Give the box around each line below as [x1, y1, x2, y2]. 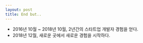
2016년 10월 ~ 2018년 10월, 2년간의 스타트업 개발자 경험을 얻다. [12, 26, 138, 32]
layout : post [5, 7, 33, 12]
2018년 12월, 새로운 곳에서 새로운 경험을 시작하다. [12, 32, 111, 38]
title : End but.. [5, 12, 42, 17]
